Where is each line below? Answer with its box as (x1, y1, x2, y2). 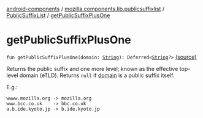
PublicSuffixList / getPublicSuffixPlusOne (6, 12, 110, 19)
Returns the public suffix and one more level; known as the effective (6, 65, 178, 72)
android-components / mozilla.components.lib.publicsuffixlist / (6, 6, 164, 12)
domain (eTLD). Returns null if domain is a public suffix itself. (19, 72, 175, 79)
